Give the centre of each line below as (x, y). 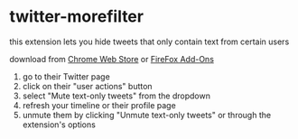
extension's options (59, 125)
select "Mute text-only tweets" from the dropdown (116, 96)
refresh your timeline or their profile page (99, 105)
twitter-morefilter (77, 17)
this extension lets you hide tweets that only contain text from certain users (149, 42)
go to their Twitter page (66, 76)
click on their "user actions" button (87, 86)
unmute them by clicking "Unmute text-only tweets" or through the (147, 115)
